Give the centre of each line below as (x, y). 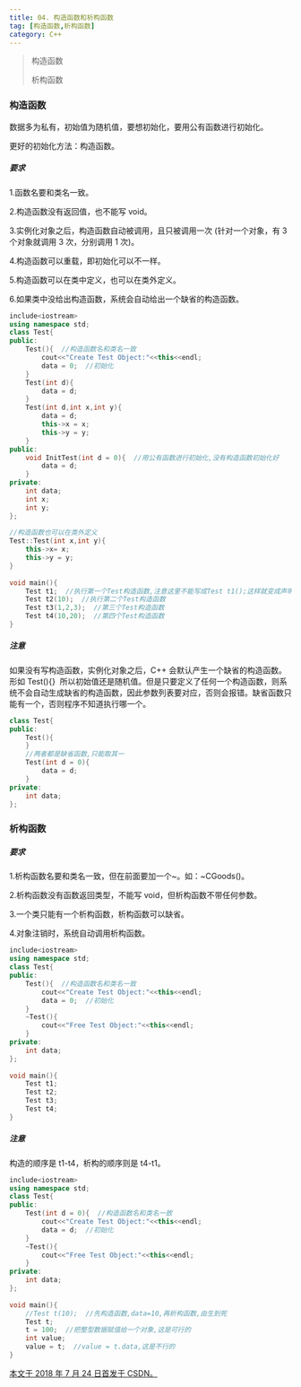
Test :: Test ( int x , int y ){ (57, 541)
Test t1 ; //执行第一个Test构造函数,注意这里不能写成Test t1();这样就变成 (153, 591)
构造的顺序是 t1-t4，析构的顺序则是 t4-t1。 (87, 1163)
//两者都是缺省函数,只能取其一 (75, 755)
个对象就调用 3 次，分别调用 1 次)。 (74, 241)
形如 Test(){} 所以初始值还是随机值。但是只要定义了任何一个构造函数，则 (145, 681)
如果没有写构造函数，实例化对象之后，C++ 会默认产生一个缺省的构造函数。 (148, 670)
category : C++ (36, 34)
